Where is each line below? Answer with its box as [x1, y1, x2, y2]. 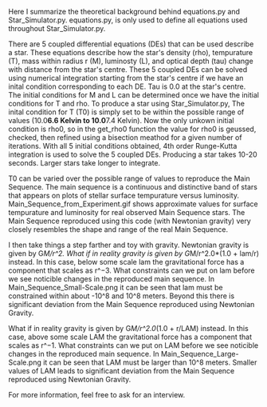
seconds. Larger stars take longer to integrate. [8, 158, 161, 167]
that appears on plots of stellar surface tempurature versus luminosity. [8, 191, 239, 200]
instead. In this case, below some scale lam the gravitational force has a [8, 257, 245, 266]
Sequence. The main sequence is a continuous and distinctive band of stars [8, 182, 257, 191]
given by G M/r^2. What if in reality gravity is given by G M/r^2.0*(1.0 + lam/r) [8, 249, 260, 258]
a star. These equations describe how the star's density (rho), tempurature [8, 48, 253, 57]
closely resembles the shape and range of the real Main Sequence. [8, 225, 229, 234]
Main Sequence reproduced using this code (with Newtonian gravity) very [8, 216, 251, 225]
